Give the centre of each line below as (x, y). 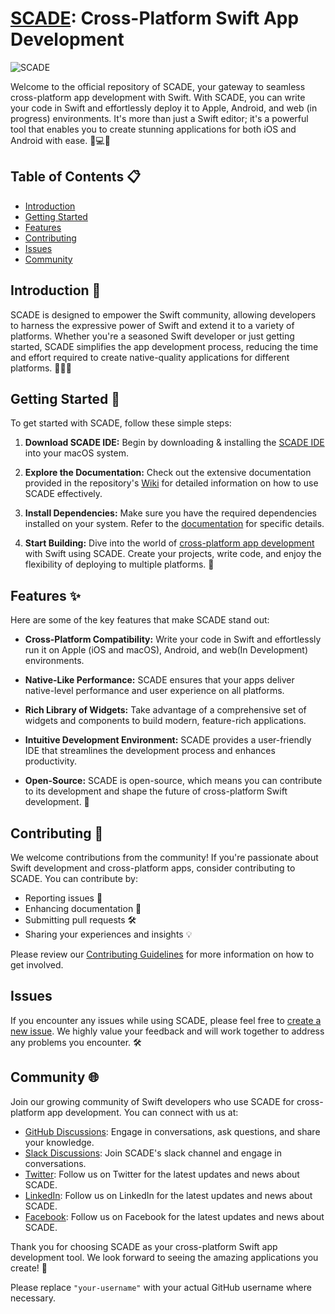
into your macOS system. (77, 453)
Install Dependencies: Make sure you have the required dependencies (170, 513)
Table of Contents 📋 (76, 177)
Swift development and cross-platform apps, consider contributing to (153, 868)
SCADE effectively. (63, 494)
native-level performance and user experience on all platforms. (154, 691)
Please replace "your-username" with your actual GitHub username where (161, 1287)
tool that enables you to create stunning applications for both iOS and (153, 129)
